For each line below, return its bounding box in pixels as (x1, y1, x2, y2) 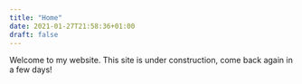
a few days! (9, 64, 52, 75)
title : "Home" (9, 13, 63, 23)
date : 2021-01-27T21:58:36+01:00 (9, 22, 136, 31)
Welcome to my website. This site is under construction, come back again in (9, 55, 294, 66)
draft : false (9, 30, 59, 39)
